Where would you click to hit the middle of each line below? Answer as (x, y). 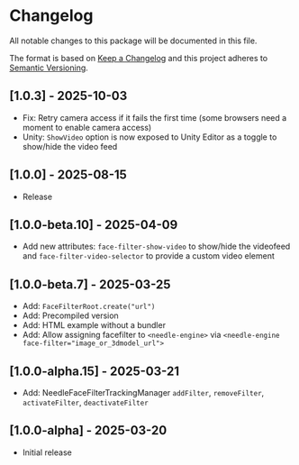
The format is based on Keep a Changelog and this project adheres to (139, 58)
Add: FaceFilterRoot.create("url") (89, 306)
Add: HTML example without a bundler (94, 325)
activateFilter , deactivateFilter (85, 402)
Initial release (47, 452)
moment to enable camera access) (87, 127)
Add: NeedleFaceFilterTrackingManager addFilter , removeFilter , (143, 392)
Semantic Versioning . (49, 68)
